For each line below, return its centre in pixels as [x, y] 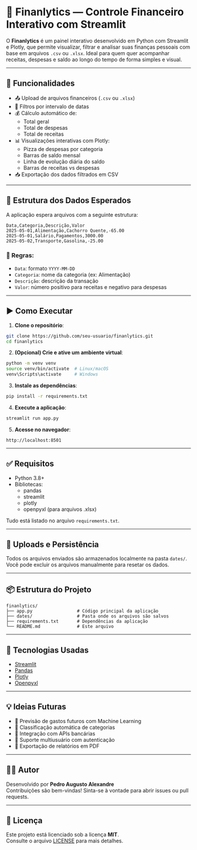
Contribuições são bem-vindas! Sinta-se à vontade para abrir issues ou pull [97, 790]
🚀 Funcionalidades [40, 84]
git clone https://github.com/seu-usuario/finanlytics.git [80, 336]
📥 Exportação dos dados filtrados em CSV [66, 174]
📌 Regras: [20, 256]
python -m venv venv [31, 364]
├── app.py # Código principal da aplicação [82, 611]
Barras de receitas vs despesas [61, 167]
